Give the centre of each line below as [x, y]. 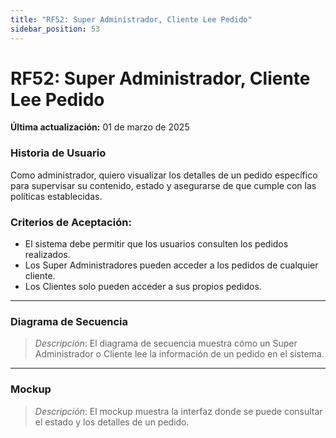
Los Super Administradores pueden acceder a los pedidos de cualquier [171, 265]
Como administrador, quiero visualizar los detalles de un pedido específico [164, 175]
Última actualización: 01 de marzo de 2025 [100, 127]
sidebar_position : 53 [55, 29]
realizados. [47, 255]
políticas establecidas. [56, 196]
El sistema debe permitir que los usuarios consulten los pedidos [156, 244]
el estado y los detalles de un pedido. [112, 422]
